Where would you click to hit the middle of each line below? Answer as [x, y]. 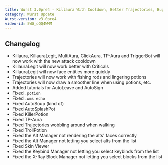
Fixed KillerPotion [30, 114]
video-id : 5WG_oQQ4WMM [29, 24]
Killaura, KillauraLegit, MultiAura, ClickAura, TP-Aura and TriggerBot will [86, 56]
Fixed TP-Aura [27, 120]
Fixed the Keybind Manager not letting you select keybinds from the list [86, 152]
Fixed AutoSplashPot [34, 109]
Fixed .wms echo [29, 98]
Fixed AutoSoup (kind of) [38, 104]
